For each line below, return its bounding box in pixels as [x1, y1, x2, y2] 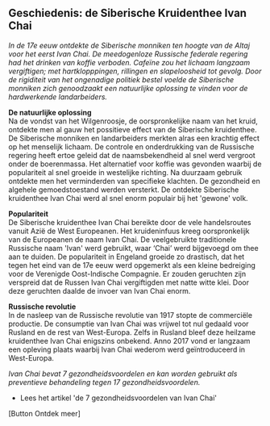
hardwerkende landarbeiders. [8, 92, 107, 102]
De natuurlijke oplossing [8, 107, 92, 117]
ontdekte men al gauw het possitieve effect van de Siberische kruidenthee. [8, 124, 257, 134]
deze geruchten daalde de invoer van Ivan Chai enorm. [8, 286, 191, 295]
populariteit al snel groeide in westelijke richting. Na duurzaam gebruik [8, 167, 243, 177]
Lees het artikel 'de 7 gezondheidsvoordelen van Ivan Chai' [19, 393, 218, 403]
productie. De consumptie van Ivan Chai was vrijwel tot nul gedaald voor [8, 319, 249, 328]
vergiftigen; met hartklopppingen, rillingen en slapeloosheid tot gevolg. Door [8, 66, 262, 76]
